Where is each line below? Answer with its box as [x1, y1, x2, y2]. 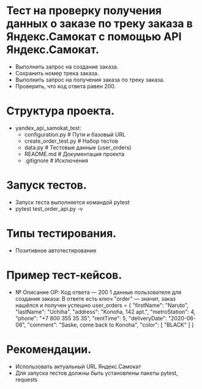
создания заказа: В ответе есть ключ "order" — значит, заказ [15, 295, 176, 302]
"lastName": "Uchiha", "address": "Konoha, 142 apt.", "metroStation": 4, [15, 308, 196, 315]
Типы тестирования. [6, 227, 117, 240]
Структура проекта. [6, 104, 115, 118]
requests [15, 376, 38, 383]
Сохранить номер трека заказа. [15, 69, 99, 77]
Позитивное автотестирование [15, 246, 97, 254]
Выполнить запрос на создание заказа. [15, 62, 119, 70]
